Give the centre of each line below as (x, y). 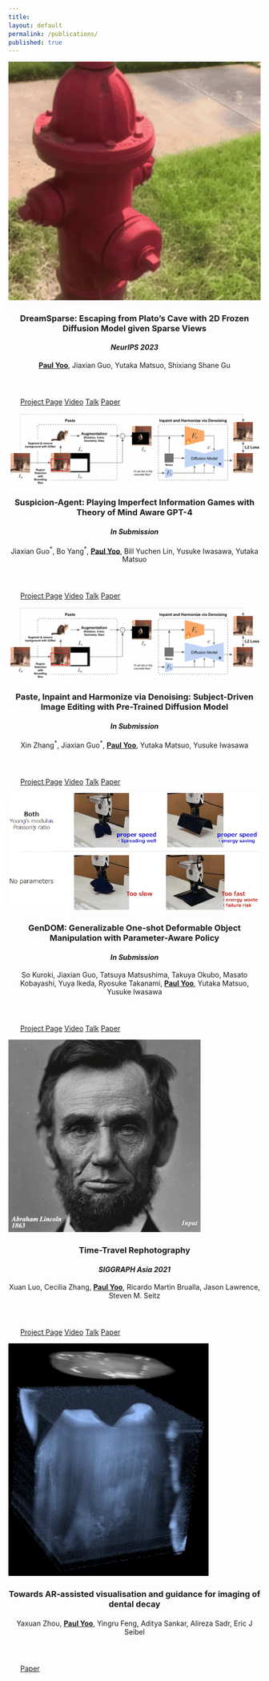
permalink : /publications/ (53, 34)
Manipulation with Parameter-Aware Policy (134, 938)
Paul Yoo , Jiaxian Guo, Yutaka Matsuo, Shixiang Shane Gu (134, 365)
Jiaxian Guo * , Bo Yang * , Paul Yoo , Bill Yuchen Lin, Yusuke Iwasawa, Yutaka (134, 550)
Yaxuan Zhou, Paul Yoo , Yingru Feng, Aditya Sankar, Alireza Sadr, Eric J (134, 1623)
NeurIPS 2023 (134, 347)
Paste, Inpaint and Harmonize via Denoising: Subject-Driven (134, 697)
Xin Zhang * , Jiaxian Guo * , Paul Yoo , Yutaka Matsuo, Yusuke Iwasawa (134, 744)
